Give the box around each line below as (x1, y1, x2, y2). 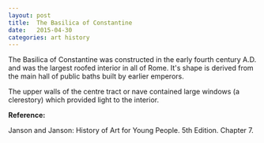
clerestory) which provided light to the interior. (8, 95, 160, 104)
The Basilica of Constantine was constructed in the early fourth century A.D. (8, 55, 257, 64)
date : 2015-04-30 (8, 26, 73, 34)
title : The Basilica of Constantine (8, 19, 133, 27)
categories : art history (8, 33, 90, 42)
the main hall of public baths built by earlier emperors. (8, 71, 184, 81)
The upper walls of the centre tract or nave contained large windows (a (8, 87, 239, 97)
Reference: (8, 111, 46, 120)
